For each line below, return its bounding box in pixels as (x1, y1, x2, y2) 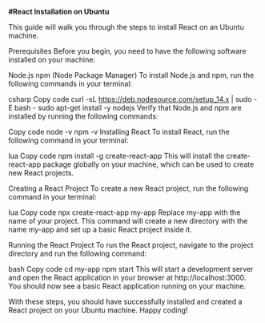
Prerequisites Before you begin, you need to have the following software (8, 46, 247, 55)
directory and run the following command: (8, 248, 147, 258)
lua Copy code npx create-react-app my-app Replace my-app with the (8, 208, 241, 217)
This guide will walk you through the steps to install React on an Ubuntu (8, 22, 244, 31)
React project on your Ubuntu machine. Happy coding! (8, 305, 188, 315)
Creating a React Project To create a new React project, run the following (8, 184, 249, 193)
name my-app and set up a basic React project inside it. (8, 224, 192, 234)
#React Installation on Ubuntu (8, 7, 110, 16)
